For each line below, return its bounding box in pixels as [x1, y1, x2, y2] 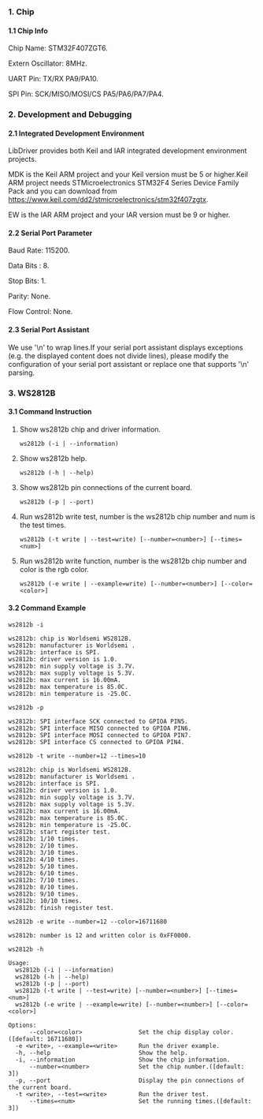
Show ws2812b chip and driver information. [19, 425, 161, 434]
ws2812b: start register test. [8, 828, 111, 836]
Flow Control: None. [8, 307, 73, 316]
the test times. [19, 520, 67, 530]
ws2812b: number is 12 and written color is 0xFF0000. [8, 931, 192, 939]
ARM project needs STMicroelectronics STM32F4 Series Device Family [8, 178, 239, 188]
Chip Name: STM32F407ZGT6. [8, 43, 108, 53]
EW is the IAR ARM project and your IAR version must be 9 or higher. [8, 210, 231, 219]
